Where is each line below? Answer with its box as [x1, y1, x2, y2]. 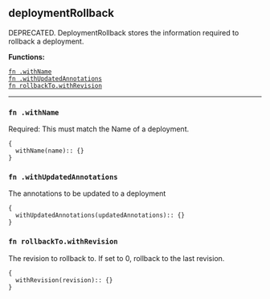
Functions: [8, 52, 46, 61]
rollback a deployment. [8, 36, 84, 46]
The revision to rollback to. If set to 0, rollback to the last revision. [8, 253, 225, 263]
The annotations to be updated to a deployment [8, 189, 166, 198]
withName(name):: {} [15, 147, 84, 156]
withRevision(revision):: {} [15, 276, 113, 284]
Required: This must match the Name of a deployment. [8, 124, 190, 134]
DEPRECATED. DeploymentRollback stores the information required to [8, 27, 239, 37]
